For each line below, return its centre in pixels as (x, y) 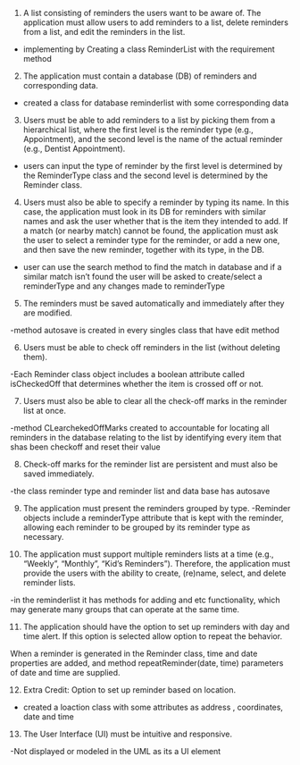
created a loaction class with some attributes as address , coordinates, (153, 707)
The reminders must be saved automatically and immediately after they (154, 303)
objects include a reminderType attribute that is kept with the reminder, (153, 518)
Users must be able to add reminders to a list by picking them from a (149, 120)
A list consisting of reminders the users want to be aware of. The (142, 13)
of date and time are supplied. (65, 673)
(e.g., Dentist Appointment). (74, 148)
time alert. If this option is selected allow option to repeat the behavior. (153, 636)
